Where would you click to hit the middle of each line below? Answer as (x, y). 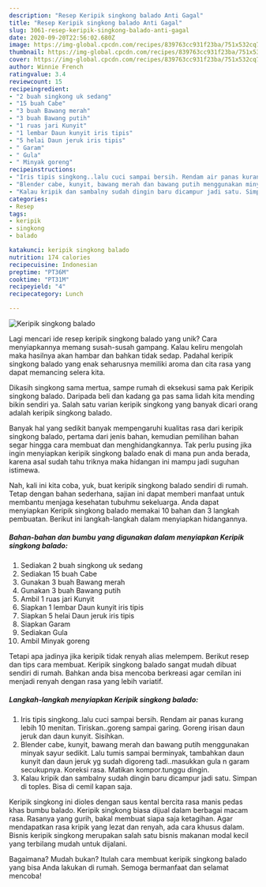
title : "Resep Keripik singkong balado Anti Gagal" (96, 23)
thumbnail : (27, 52)
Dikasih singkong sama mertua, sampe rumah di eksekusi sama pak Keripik (131, 387)
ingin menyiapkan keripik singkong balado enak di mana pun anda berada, (130, 453)
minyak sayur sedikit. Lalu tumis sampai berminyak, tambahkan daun (132, 753)
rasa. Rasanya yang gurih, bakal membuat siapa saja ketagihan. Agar (121, 818)
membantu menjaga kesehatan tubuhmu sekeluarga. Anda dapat (114, 502)
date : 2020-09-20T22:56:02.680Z (62, 38)
